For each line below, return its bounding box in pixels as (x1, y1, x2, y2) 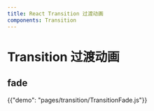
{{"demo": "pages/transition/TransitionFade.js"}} (7, 96, 148, 104)
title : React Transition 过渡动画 (7, 10, 104, 17)
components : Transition (7, 17, 77, 24)
